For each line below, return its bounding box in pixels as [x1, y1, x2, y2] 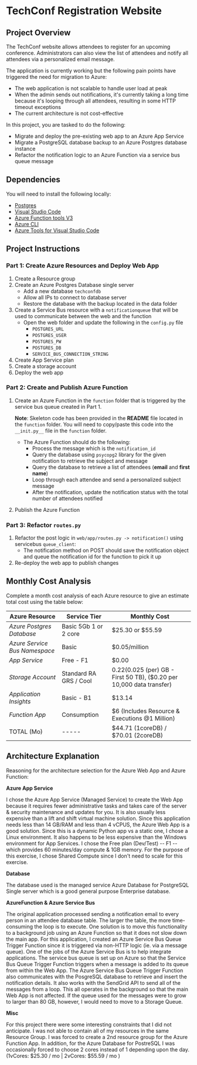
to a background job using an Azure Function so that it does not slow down [6, 929, 187, 936]
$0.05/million [111, 643, 149, 651]
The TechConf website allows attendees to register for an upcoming [6, 43, 171, 50]
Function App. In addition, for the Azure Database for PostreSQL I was [6, 1040, 175, 1047]
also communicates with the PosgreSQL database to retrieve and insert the [6, 973, 188, 980]
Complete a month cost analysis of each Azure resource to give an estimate [6, 592, 189, 599]
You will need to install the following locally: [6, 190, 111, 197]
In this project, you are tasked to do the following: [6, 121, 126, 128]
